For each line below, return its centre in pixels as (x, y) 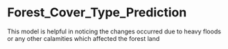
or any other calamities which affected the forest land (84, 38)
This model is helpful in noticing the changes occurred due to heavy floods (114, 31)
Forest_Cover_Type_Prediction (97, 13)
